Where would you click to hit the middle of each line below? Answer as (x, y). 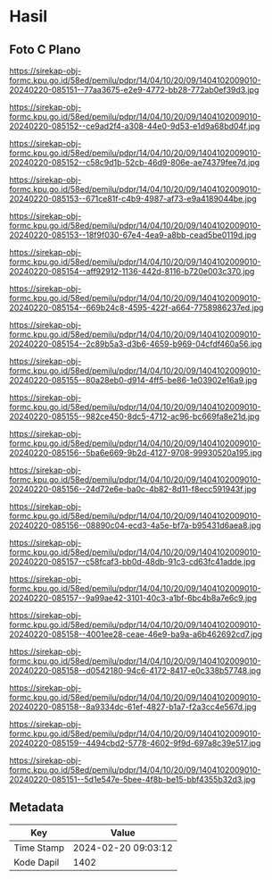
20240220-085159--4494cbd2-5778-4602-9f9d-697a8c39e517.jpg (135, 743)
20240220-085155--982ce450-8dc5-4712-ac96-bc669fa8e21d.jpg (135, 416)
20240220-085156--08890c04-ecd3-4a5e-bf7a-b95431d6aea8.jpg (135, 525)
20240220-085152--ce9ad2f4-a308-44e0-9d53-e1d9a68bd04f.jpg (135, 126)
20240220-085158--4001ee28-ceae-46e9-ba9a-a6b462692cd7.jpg (136, 634)
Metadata (37, 807)
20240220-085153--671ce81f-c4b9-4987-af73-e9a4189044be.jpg (133, 199)
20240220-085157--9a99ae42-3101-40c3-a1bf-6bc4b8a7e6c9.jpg (133, 598)
